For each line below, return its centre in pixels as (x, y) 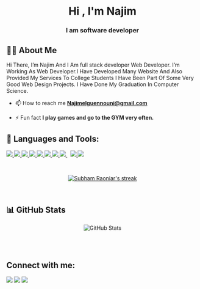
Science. (17, 90)
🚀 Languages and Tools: (53, 139)
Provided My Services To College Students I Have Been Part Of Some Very (100, 78)
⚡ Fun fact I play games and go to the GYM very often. (84, 117)
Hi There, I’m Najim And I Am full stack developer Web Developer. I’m (93, 65)
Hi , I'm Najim (102, 11)
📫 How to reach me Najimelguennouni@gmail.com (81, 103)
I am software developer (102, 31)
